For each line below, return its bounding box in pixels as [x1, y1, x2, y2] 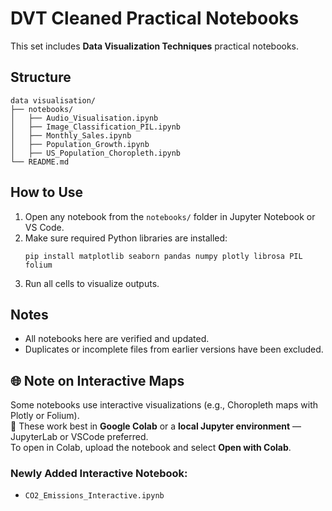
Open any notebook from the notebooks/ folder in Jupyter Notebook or [24, 210, 316, 222]
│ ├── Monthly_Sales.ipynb [10, 130, 132, 141]
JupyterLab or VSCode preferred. [10, 431, 149, 443]
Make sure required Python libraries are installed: [24, 232, 228, 244]
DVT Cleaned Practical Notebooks [10, 7, 300, 30]
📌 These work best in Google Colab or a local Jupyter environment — [10, 420, 302, 432]
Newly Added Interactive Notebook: [10, 467, 188, 481]
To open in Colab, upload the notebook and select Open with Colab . [10, 442, 292, 454]
